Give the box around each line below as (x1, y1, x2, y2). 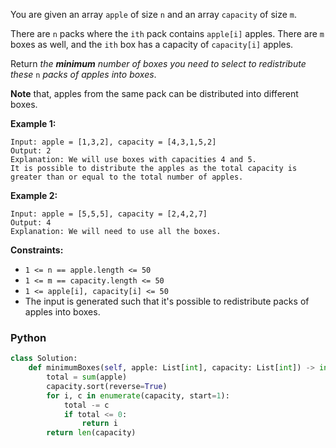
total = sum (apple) (46, 372, 128, 383)
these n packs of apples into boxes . (10, 69, 157, 80)
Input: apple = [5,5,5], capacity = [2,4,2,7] (10, 209, 208, 219)
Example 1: (10, 118, 57, 129)
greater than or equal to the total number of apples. (10, 172, 244, 182)
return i (81, 419, 118, 429)
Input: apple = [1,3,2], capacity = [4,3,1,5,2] (10, 137, 217, 147)
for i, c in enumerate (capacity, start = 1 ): (46, 390, 230, 401)
